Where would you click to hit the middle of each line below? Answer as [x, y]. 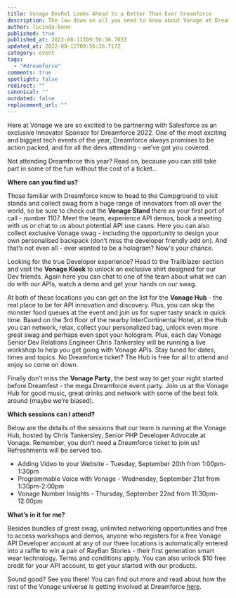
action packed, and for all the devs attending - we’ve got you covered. [109, 147]
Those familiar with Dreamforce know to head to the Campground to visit [113, 195]
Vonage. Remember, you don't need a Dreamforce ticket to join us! [104, 442]
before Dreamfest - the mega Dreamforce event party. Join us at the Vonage [118, 385]
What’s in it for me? [36, 514]
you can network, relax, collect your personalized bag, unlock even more [113, 327]
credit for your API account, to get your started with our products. [102, 565]
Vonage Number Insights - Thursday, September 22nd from [104, 493]
